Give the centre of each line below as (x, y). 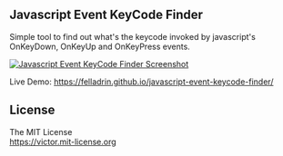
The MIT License (41, 132)
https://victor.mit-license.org (63, 141)
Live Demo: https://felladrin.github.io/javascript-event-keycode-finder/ (141, 82)
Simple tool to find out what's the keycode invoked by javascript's (133, 36)
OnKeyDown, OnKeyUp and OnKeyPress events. (100, 46)
